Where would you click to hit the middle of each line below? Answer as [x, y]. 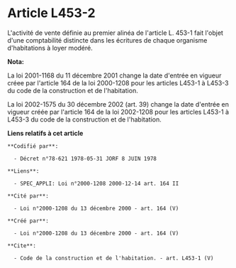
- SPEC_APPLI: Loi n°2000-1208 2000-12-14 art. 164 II [96, 183]
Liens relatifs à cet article [45, 133]
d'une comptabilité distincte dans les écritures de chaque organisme [107, 40]
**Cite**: [22, 246]
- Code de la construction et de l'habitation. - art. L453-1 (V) [114, 258]
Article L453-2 [51, 13]
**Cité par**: [28, 196]
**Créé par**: [28, 221]
